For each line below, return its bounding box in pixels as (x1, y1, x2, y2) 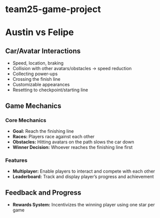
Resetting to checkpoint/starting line (12, 87, 88, 93)
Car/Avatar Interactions (5, 46, 81, 55)
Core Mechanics (5, 117, 46, 124)
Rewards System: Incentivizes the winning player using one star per (12, 201, 155, 207)
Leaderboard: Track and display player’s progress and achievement (12, 174, 154, 180)
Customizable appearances (12, 82, 70, 88)
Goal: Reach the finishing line (12, 128, 74, 134)
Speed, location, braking (12, 60, 64, 66)
